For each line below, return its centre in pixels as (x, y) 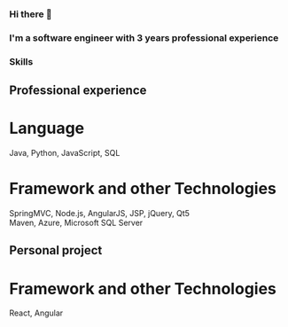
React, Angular (36, 313)
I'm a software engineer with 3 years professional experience (144, 37)
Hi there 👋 (31, 14)
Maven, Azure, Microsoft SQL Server (76, 223)
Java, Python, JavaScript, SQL (65, 153)
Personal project (56, 250)
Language (47, 128)
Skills (21, 61)
